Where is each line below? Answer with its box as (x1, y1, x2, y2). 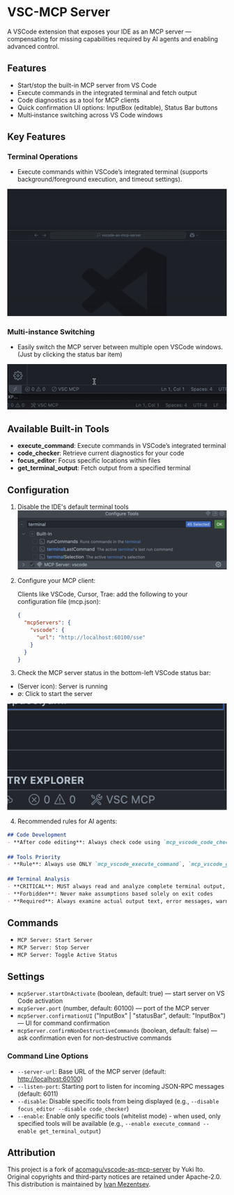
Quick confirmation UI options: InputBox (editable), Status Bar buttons (17, 103, 218, 112)
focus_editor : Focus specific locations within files (17, 456, 161, 465)
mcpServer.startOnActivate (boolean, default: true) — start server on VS (17, 990, 225, 998)
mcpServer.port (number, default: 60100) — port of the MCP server (17, 1004, 210, 1013)
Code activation (17, 997, 63, 1005)
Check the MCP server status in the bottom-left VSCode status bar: (17, 669, 211, 677)
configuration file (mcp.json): (17, 597, 101, 606)
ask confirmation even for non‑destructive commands (17, 1034, 172, 1042)
